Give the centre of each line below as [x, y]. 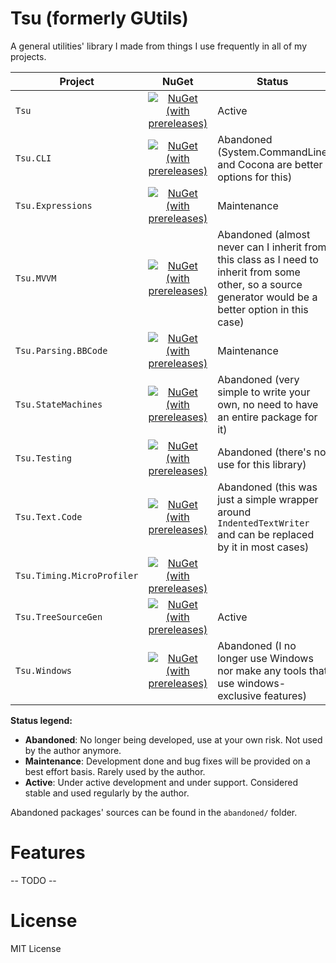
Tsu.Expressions [54, 205]
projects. [28, 56]
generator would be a [267, 297]
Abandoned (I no [257, 645]
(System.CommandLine [272, 152]
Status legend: [41, 720]
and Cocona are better [270, 164]
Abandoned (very [258, 379]
